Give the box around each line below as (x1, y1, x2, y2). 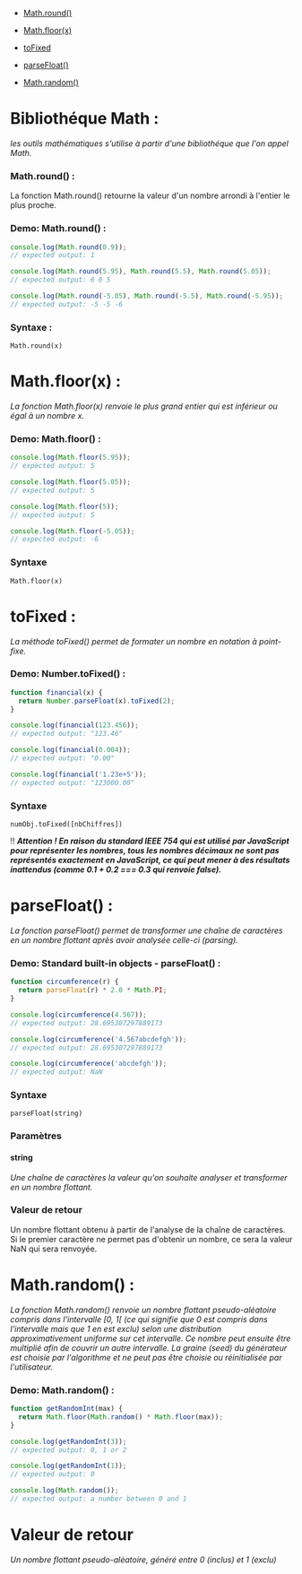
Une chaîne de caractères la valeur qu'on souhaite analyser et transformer (10, 1172, 288, 1182)
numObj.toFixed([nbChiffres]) (10, 820, 124, 829)
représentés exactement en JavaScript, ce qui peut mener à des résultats (10, 855, 290, 866)
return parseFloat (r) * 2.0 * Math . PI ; (18, 986, 168, 995)
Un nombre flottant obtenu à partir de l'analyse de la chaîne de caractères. (10, 1224, 286, 1235)
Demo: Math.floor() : (10, 432, 101, 445)
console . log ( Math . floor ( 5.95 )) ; (10, 453, 131, 463)
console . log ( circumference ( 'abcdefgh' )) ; (10, 1059, 168, 1068)
